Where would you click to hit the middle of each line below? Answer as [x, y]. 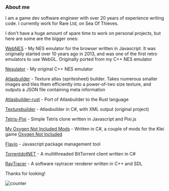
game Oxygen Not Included [34, 134]
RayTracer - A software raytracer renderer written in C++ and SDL [74, 164]
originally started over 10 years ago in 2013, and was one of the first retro [81, 54]
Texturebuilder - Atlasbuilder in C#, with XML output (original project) [77, 109]
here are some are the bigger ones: [42, 39]
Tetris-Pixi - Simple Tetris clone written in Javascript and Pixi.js [71, 119]
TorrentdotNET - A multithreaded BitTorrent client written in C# [71, 154]
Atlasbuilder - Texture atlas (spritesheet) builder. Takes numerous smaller [81, 79]
